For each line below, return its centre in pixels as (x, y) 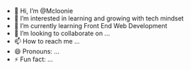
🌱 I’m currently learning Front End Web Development (91, 26)
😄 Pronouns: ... (37, 51)
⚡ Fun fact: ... (33, 59)
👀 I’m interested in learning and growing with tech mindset (99, 18)
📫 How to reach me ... (47, 41)
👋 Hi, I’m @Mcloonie (44, 11)
